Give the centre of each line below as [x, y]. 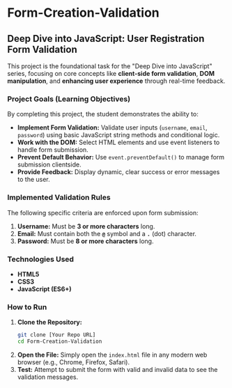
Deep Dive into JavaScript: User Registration [106, 39]
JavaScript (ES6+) [44, 289]
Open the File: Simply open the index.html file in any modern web [112, 355]
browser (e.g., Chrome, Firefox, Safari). [74, 362]
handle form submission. [53, 150]
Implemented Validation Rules [59, 198]
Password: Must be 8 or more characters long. [85, 241]
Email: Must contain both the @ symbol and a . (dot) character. [107, 233]
